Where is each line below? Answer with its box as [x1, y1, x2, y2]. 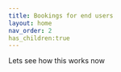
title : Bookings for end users [8, 11, 114, 20]
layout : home [8, 19, 52, 27]
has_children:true [8, 34, 70, 42]
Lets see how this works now [8, 56, 105, 66]
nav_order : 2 [8, 26, 52, 34]
